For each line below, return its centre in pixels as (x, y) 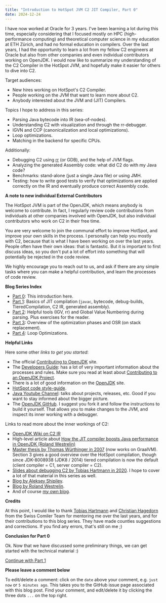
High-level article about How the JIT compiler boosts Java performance (85, 439)
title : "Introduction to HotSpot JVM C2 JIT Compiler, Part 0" (72, 10)
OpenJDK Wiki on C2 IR (36, 433)
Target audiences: (23, 80)
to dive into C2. (21, 70)
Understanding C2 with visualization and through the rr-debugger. (80, 125)
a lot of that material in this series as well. (54, 475)
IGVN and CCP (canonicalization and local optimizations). (71, 130)
